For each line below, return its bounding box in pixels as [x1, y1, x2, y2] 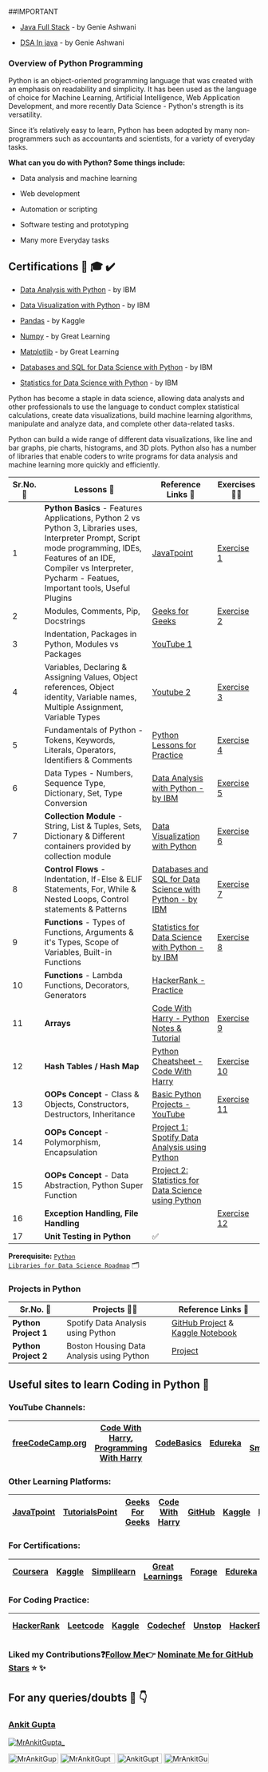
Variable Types [44, 712, 100, 723]
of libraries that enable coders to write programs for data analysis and [8, 451, 238, 461]
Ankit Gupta [8, 1719, 56, 1730]
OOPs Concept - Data [44, 1170, 129, 1181]
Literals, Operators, [44, 744, 116, 756]
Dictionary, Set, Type [44, 788, 123, 799]
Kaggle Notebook [171, 1328, 238, 1339]
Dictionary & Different [44, 831, 125, 842]
